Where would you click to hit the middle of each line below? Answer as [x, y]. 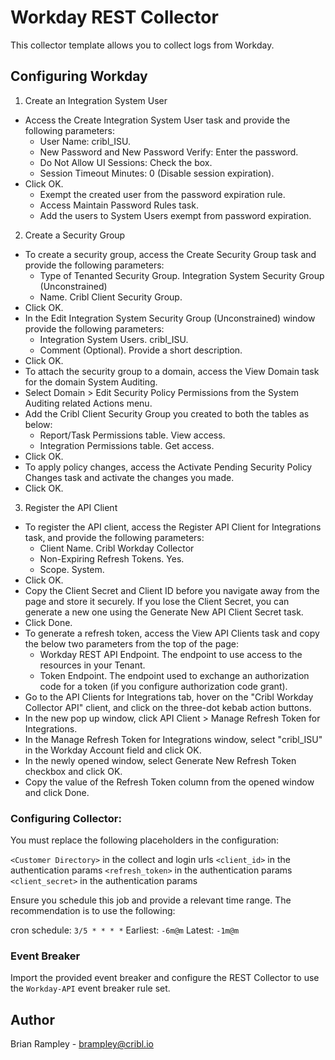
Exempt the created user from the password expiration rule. [162, 194]
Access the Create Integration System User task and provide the [157, 120]
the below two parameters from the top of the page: [132, 643]
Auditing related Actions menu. [88, 403]
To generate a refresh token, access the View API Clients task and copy [172, 633]
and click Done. [57, 792]
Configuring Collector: [66, 818]
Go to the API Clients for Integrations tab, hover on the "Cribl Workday [169, 697]
